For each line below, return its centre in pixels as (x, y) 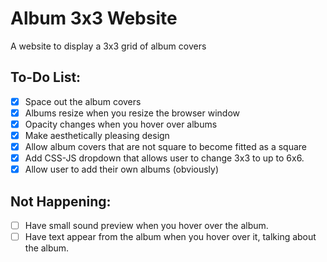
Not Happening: (61, 201)
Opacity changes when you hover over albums (121, 124)
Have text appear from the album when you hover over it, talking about (170, 237)
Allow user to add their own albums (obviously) (122, 169)
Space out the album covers (83, 101)
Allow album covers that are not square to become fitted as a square (166, 146)
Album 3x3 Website (94, 18)
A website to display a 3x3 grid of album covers (108, 46)
